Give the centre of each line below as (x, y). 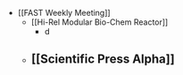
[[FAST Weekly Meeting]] (64, 13)
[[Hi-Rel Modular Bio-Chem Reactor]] (100, 22)
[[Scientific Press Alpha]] (103, 60)
